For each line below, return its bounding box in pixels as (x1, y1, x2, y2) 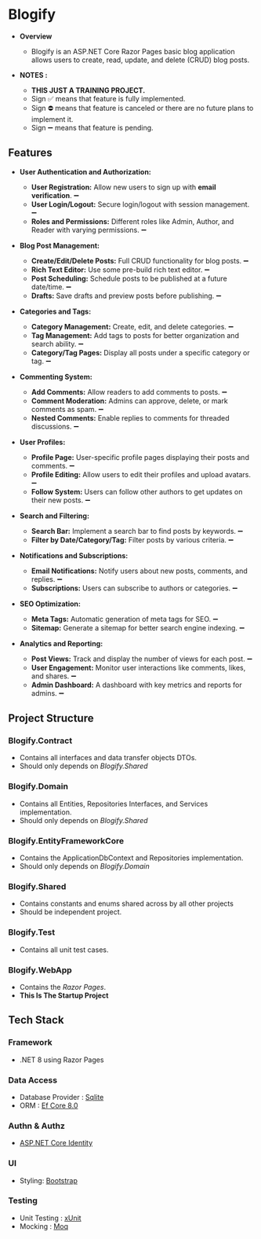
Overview (19, 31, 53, 41)
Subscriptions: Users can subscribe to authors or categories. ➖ (31, 583, 238, 593)
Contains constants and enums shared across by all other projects (19, 899, 234, 909)
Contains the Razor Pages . (19, 982, 107, 991)
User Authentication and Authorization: (19, 167, 151, 176)
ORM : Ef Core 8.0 (19, 1101, 78, 1110)
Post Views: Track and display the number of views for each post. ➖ (31, 654, 253, 664)
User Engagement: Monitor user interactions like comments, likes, (31, 663, 246, 672)
